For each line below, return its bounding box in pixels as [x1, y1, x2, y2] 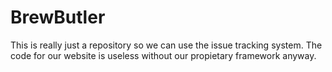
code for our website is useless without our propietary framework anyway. [10, 49, 317, 61]
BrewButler [10, 6, 106, 29]
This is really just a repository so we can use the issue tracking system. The [10, 39, 323, 51]
